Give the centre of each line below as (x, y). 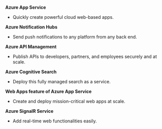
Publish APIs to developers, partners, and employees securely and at (85, 56)
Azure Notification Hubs (31, 27)
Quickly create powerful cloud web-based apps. (63, 17)
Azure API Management (31, 47)
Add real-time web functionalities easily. (55, 121)
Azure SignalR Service (29, 111)
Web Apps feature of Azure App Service (48, 91)
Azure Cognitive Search (31, 72)
